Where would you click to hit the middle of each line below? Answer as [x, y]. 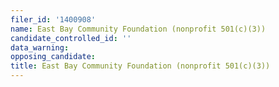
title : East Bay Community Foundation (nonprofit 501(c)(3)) [140, 66]
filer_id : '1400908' [53, 19]
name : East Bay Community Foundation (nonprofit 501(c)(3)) [138, 29]
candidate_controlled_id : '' [71, 38]
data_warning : [40, 47]
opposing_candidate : [53, 57]
